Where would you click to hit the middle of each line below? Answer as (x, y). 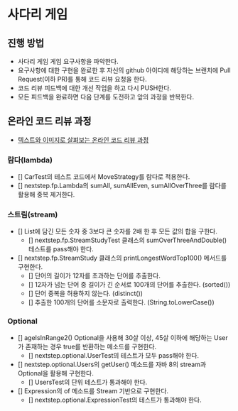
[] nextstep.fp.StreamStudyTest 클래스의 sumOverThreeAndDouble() (128, 240)
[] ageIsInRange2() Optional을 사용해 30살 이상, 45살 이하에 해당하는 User (123, 337)
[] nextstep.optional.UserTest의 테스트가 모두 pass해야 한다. (114, 355)
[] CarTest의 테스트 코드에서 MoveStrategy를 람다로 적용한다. (104, 177)
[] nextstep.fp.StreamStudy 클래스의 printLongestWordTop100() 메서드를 (122, 258)
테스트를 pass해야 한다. (61, 249)
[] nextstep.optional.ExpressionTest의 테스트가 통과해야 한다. (115, 400)
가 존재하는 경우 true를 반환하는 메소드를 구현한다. (87, 346)
